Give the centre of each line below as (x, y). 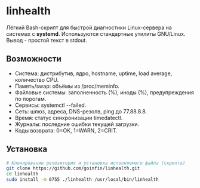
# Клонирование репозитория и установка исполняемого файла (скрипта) (96, 163)
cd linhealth (22, 174)
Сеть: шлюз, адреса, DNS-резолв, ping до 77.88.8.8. (81, 111)
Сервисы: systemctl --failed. (50, 105)
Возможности (34, 59)
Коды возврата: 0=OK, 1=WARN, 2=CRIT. (66, 130)
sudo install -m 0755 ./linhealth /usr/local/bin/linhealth (83, 180)
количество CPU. (37, 79)
